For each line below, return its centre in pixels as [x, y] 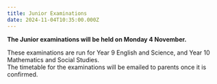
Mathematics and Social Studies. [53, 59]
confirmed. [23, 74]
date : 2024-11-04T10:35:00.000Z [53, 20]
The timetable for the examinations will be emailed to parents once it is [107, 67]
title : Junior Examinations [47, 13]
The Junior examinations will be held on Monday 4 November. [97, 39]
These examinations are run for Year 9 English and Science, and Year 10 [108, 53]
